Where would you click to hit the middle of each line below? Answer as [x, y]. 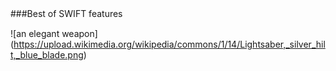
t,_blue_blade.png [47, 55]
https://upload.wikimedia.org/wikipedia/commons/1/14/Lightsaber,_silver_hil [169, 44]
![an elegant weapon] [54, 33]
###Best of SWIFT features [66, 13]
